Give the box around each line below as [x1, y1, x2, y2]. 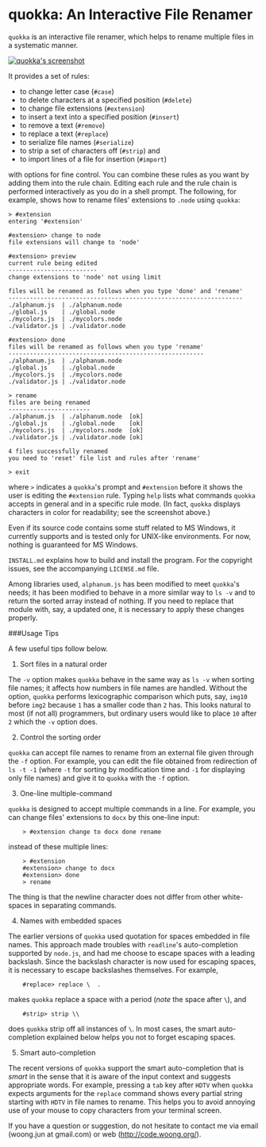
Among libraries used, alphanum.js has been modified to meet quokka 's [8, 579, 240, 588]
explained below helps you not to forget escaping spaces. [46, 1032, 236, 1042]
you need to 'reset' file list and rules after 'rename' [8, 454, 201, 462]
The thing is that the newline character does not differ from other [8, 891, 221, 901]
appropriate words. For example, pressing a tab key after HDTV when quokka [8, 1080, 253, 1090]
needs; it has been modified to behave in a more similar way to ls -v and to [8, 587, 256, 597]
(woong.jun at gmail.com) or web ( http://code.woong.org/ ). [8, 1129, 202, 1139]
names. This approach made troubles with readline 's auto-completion [8, 939, 238, 949]
